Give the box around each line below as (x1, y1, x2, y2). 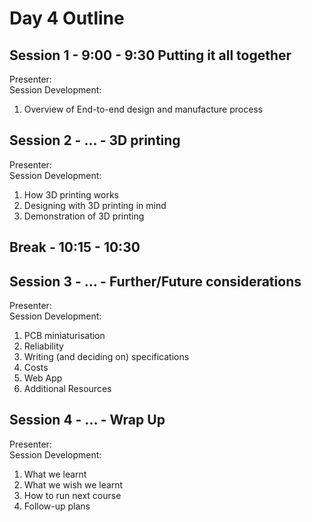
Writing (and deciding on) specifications (23, 351, 190, 363)
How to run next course (23, 489, 122, 501)
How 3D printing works (23, 188, 119, 201)
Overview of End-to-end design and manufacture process (23, 103, 264, 115)
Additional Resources (23, 383, 112, 395)
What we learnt (23, 468, 87, 480)
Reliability (23, 340, 64, 352)
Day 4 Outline (9, 7, 125, 30)
